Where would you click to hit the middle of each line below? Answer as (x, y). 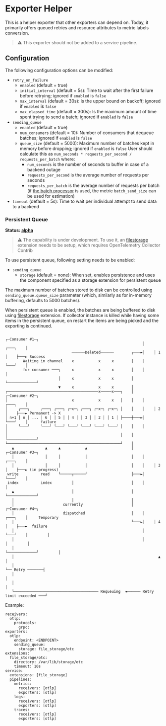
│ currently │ (73, 505)
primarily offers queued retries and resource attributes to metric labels (77, 27)
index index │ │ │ (76, 483)
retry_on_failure (30, 80)
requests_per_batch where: (47, 159)
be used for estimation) (51, 196)
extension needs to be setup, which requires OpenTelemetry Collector (89, 245)
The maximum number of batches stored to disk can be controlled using (79, 290)
